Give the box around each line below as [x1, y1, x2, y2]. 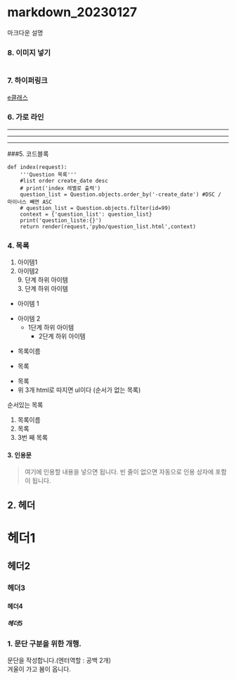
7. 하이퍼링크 [7, 75, 48, 85]
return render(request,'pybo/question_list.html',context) [20, 223, 197, 230]
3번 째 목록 [17, 433, 48, 442]
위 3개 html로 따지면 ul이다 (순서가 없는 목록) [17, 385, 141, 395]
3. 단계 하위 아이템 [17, 285, 69, 293]
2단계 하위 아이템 [38, 332, 86, 340]
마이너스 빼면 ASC [7, 198, 53, 205]
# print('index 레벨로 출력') [20, 185, 101, 192]
